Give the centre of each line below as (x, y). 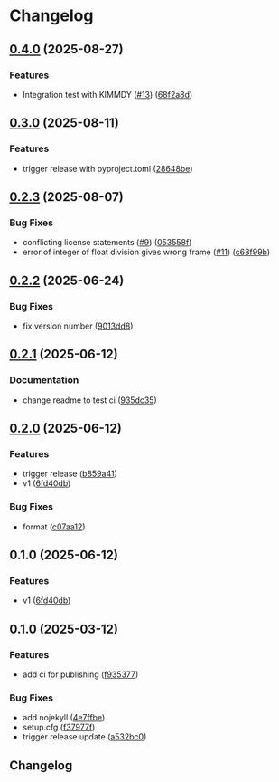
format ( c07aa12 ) (54, 527)
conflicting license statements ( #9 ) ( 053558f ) (107, 243)
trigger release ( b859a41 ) (70, 474)
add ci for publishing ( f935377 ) (80, 674)
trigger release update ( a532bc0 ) (84, 737)
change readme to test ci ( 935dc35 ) (90, 400)
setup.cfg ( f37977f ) (59, 727)
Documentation (44, 380)
